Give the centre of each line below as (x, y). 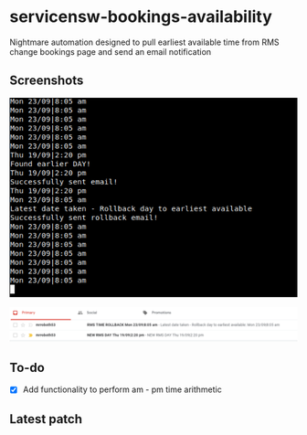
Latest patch (46, 419)
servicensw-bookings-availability (141, 17)
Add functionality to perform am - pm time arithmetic (122, 389)
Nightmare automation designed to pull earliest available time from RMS (145, 42)
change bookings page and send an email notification (111, 51)
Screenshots (47, 81)
